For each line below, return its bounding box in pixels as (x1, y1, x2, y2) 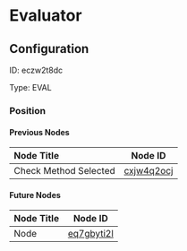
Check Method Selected (13, 165, 115, 177)
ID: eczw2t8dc (9, 65, 64, 75)
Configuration (9, 41, 89, 56)
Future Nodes (9, 189, 61, 200)
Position (9, 104, 47, 117)
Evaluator (9, 5, 82, 26)
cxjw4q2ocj (123, 165, 174, 177)
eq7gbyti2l (67, 228, 115, 240)
